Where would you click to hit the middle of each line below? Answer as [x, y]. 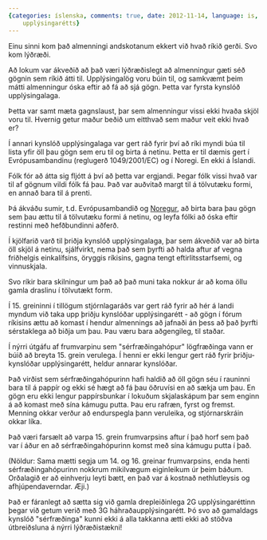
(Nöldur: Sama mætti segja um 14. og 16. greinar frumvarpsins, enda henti [129, 461]
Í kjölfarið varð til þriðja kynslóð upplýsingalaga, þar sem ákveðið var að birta [134, 240]
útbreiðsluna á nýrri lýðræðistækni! [65, 527]
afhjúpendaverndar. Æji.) [49, 486]
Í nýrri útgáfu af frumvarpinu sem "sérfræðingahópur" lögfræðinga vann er [131, 346]
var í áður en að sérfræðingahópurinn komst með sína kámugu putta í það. [130, 445]
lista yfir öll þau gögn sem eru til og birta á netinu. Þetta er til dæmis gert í [129, 152]
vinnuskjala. [28, 266]
